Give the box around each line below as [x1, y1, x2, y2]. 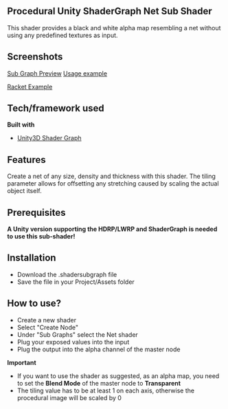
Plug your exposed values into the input [16, 338, 130, 346]
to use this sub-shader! [7, 232, 76, 241]
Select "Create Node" [16, 323, 79, 331]
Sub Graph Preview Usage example [7, 69, 108, 78]
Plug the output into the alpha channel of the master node [16, 345, 181, 353]
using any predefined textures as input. [7, 31, 118, 39]
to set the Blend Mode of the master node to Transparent [16, 379, 181, 387]
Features [7, 154, 46, 166]
